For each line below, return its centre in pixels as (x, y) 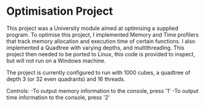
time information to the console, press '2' (58, 97)
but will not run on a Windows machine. (56, 61)
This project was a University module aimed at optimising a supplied (92, 28)
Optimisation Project (60, 11)
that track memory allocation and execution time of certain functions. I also (101, 41)
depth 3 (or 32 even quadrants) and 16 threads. (66, 79)
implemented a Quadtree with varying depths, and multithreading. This (95, 48)
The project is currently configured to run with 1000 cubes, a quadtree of (99, 72)
